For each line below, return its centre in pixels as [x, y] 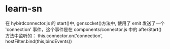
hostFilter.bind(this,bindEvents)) [39, 41]
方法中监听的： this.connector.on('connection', [54, 35]
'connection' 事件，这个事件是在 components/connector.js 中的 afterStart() [83, 29]
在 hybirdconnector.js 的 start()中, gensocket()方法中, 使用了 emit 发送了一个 [85, 23]
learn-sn [24, 9]
